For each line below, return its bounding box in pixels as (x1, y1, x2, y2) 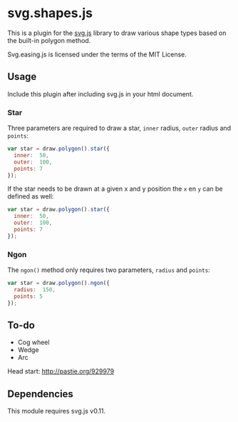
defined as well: (7, 192, 54, 201)
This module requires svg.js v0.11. (7, 407, 105, 416)
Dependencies (7, 388, 73, 400)
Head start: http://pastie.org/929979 (7, 367, 115, 376)
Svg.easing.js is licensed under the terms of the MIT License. (7, 50, 187, 59)
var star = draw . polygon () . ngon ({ (7, 280, 110, 287)
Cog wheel (17, 338, 50, 347)
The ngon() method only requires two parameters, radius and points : (7, 266, 210, 274)
